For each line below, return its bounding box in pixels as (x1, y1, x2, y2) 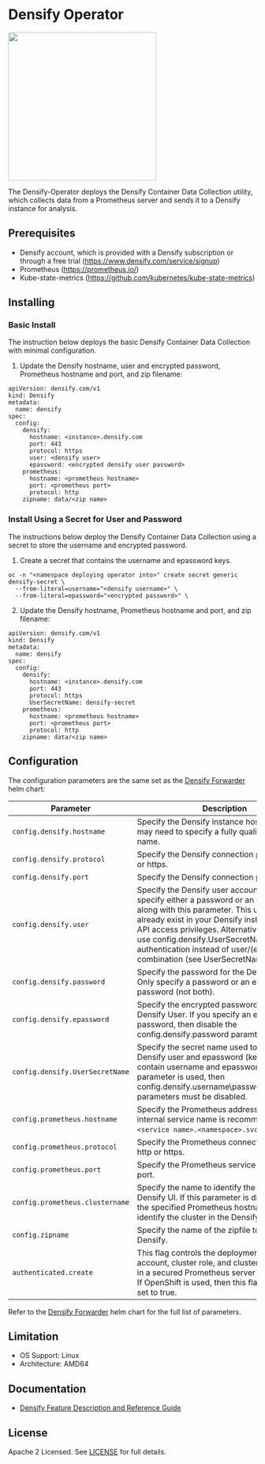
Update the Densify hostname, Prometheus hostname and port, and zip (19, 605, 252, 615)
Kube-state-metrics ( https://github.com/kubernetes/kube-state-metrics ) (19, 273, 256, 282)
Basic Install (8, 320, 56, 331)
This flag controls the (136, 1247, 216, 1258)
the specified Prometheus (136, 1201, 233, 1212)
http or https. (136, 1146, 185, 1157)
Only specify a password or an (136, 976, 250, 987)
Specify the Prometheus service (136, 1159, 256, 1170)
